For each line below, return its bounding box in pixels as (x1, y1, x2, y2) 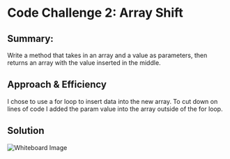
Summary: (7, 33, 54, 45)
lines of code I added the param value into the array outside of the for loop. (7, 105, 223, 113)
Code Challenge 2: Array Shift (7, 5, 183, 21)
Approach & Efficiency (7, 79, 107, 91)
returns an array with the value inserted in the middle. (7, 59, 162, 67)
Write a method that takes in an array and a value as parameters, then (7, 51, 208, 59)
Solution (7, 125, 45, 137)
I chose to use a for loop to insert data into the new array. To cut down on (7, 97, 218, 105)
